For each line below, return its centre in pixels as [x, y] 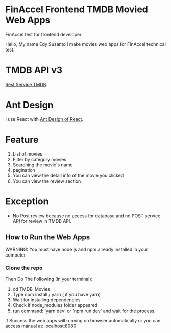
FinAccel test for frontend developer [43, 34]
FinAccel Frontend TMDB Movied [77, 9]
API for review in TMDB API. [42, 221]
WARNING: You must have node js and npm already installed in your [77, 249]
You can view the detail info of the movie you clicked [68, 175]
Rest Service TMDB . [26, 84]
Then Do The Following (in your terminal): [49, 279]
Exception [27, 201]
